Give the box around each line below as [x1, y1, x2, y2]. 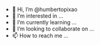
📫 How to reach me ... [12, 32, 68, 39]
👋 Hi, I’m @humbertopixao [12, 6, 78, 13]
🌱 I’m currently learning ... [12, 19, 77, 26]
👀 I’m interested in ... [12, 12, 64, 19]
